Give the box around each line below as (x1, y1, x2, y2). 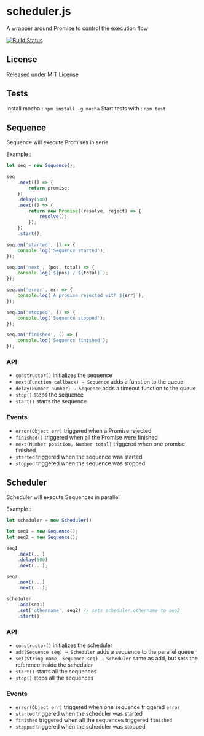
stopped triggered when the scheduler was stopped (15, 723, 146, 730)
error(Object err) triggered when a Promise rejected (15, 427, 152, 434)
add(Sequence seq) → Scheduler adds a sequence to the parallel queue (15, 648, 194, 655)
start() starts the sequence (15, 398, 87, 405)
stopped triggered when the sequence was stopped (15, 459, 146, 467)
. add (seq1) (17, 602, 45, 608)
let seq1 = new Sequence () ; (6, 529, 79, 535)
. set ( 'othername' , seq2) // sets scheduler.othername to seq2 (17, 607, 180, 613)
